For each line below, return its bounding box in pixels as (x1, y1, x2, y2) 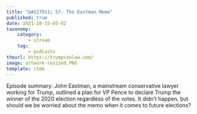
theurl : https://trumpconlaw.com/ (6, 54, 94, 60)
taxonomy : (6, 26, 32, 32)
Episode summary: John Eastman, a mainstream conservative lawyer (6, 82, 179, 90)
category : (17, 32, 43, 38)
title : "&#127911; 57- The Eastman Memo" (6, 9, 113, 15)
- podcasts (28, 49, 56, 55)
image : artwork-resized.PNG (6, 60, 78, 66)
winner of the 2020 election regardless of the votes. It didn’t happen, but (6, 95, 188, 102)
